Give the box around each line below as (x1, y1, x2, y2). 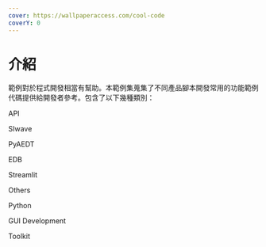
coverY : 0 (8, 19, 41, 27)
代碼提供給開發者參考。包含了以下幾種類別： (8, 93, 155, 103)
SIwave (8, 124, 33, 134)
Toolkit (8, 231, 30, 241)
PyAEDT (8, 139, 35, 149)
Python (8, 201, 32, 211)
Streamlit (8, 170, 38, 180)
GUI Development (8, 216, 66, 226)
